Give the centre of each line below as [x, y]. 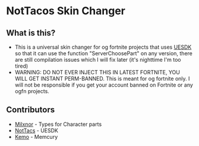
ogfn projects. [32, 91]
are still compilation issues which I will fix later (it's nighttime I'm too [98, 60]
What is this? [31, 33]
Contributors [31, 110]
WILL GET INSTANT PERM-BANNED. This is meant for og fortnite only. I [102, 79]
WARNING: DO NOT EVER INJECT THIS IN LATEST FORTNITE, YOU [97, 72]
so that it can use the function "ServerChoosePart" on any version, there [104, 53]
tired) [21, 66]
